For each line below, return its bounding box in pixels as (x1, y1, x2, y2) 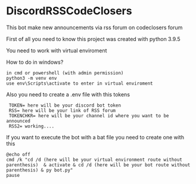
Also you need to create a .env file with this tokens (6, 91, 130, 98)
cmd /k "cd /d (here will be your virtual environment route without (6, 157, 183, 163)
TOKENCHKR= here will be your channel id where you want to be (8, 113, 169, 118)
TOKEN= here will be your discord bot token (8, 102, 121, 108)
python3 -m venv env (6, 75, 58, 81)
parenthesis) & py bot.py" (6, 167, 73, 173)
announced (6, 118, 31, 124)
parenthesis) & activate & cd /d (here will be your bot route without (6, 162, 191, 168)
